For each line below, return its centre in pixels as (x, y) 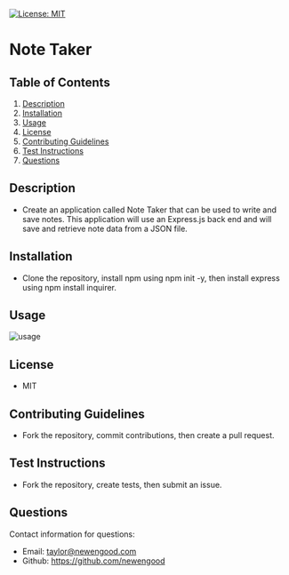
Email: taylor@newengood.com (79, 551)
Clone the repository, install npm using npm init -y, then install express (151, 278)
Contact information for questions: (72, 534)
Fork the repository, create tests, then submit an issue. (122, 484)
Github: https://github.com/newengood (94, 561)
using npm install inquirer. (69, 287)
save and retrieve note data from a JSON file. (105, 228)
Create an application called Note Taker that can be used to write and (149, 210)
